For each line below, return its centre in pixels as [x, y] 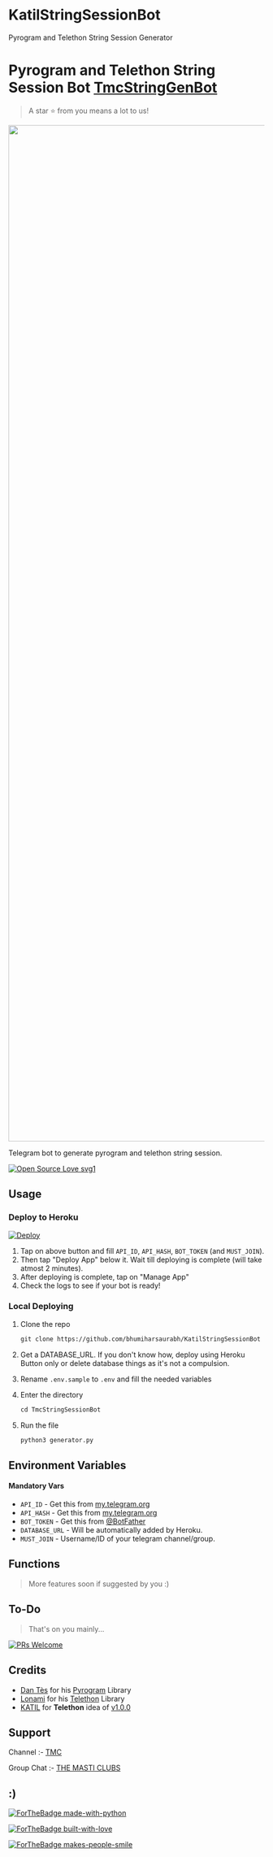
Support [30, 1732]
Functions [35, 1564]
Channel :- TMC [35, 1752]
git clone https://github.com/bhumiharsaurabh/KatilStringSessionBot [141, 1339]
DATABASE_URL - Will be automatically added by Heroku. [111, 1530]
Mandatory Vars [37, 1486]
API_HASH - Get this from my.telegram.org [89, 1513]
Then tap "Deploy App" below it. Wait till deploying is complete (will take [141, 1259]
